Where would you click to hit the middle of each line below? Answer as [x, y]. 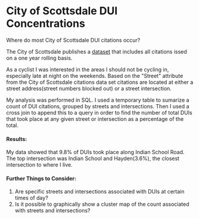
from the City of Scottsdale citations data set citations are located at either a [100, 82]
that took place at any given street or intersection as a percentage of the [95, 119]
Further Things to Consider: [41, 178]
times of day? [32, 198]
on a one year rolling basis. [39, 58]
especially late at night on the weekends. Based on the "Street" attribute [95, 76]
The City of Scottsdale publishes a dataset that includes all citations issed [97, 51]
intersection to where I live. [39, 165]
